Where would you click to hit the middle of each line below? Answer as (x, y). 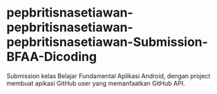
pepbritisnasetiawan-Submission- (107, 42)
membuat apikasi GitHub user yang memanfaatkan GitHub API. (96, 83)
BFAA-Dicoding (52, 57)
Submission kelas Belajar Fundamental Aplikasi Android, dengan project (108, 76)
